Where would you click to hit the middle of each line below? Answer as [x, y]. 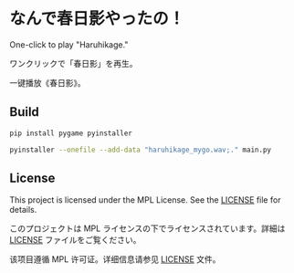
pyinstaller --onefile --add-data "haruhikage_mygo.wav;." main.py [141, 150]
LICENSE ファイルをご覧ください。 [75, 240]
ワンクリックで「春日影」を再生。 [73, 63]
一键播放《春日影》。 [47, 82]
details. [23, 210]
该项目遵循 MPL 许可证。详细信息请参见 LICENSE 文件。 [115, 259]
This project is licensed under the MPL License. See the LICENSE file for [145, 200]
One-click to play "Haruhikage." [69, 44]
